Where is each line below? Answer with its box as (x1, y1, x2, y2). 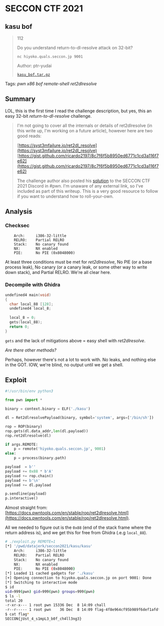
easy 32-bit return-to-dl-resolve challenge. (5, 113, 92, 119)
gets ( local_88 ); (9, 320, 42, 325)
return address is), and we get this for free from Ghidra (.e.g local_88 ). (5, 530, 147, 536)
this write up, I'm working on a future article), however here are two (17, 127, 153, 133)
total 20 (5, 598, 23, 603)
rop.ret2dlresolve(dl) (5, 433, 51, 438)
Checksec (5, 222, 30, 229)
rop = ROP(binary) (5, 424, 42, 429)
